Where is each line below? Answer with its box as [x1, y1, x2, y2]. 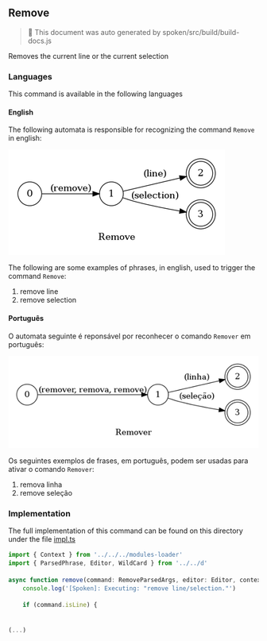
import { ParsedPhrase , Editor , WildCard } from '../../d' [8, 559, 208, 567]
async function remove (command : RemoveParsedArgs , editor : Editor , [8, 576, 237, 584]
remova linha [19, 480, 63, 489]
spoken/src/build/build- [162, 27, 240, 37]
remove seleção [19, 488, 73, 497]
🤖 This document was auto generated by [27, 27, 161, 37]
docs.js [27, 36, 52, 45]
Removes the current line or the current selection [8, 51, 169, 60]
